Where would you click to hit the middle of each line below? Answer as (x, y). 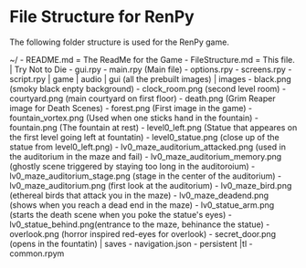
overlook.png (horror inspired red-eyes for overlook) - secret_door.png (143, 233)
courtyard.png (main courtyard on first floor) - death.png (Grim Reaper (142, 98)
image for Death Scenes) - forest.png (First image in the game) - (131, 108)
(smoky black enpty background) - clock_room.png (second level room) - (148, 88)
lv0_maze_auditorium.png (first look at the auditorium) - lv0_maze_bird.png (151, 185)
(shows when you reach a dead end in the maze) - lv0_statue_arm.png (142, 205)
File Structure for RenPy (102, 17)
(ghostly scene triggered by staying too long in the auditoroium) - (132, 166)
